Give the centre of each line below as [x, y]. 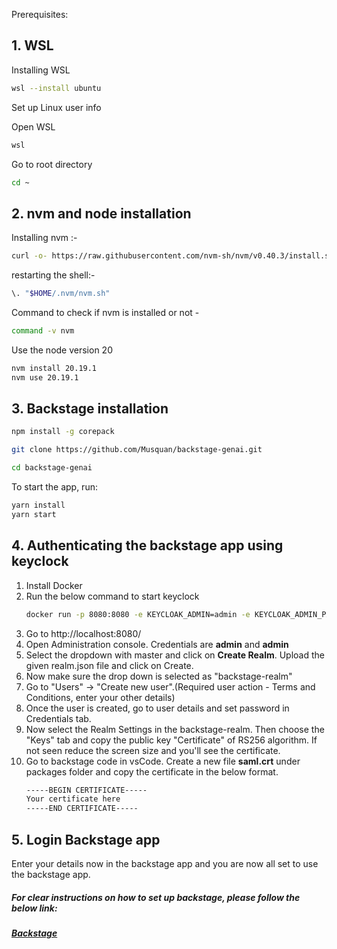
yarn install [38, 505]
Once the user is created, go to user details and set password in [157, 708]
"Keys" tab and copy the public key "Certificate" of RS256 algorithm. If [171, 740]
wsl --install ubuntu [56, 88]
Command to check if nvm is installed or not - [105, 312]
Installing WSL [41, 70]
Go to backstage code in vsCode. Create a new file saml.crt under [163, 761]
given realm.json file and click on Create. [109, 665]
